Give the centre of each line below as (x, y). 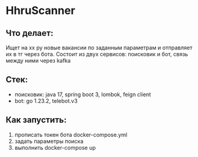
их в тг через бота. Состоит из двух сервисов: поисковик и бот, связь (97, 54)
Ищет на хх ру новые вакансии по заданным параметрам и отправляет (99, 47)
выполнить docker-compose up (55, 147)
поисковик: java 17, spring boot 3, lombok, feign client (82, 94)
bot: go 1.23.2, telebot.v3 (46, 100)
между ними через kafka (38, 61)
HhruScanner (41, 11)
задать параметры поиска (49, 141)
